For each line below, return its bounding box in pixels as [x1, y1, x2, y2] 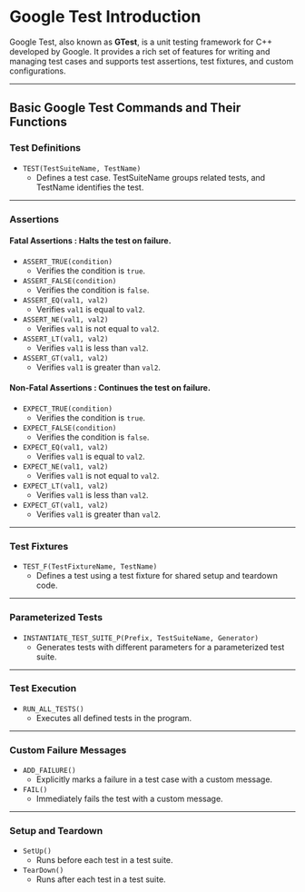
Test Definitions [9, 142, 82, 154]
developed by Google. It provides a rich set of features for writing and [9, 45, 271, 56]
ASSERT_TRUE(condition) [22, 257, 113, 266]
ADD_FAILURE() [22, 766, 76, 776]
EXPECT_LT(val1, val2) [22, 481, 109, 491]
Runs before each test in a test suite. [35, 855, 174, 866]
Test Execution [9, 682, 77, 695]
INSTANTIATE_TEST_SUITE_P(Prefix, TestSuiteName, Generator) [22, 633, 260, 642]
